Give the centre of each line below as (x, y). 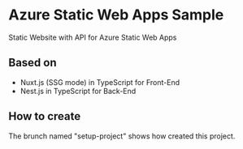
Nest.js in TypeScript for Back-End (78, 91)
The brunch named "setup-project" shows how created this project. (122, 136)
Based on (33, 63)
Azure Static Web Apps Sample (116, 15)
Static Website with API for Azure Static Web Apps (93, 37)
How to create (45, 116)
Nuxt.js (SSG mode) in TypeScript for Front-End (100, 82)
